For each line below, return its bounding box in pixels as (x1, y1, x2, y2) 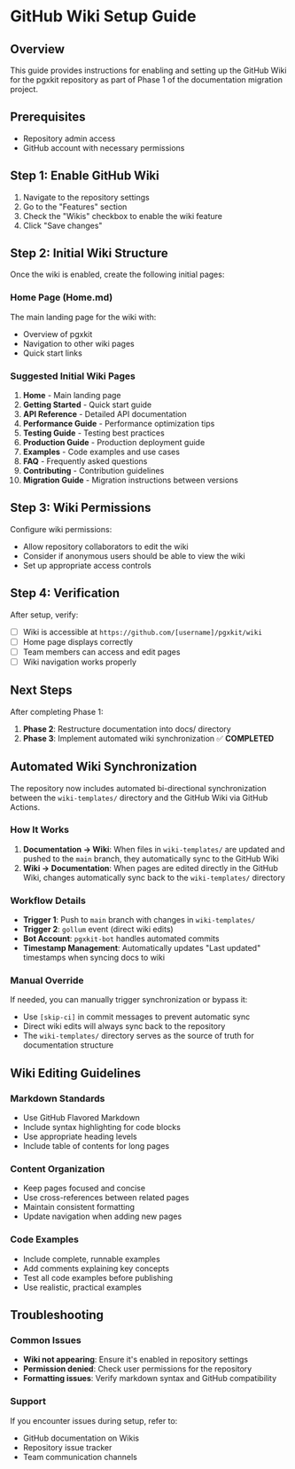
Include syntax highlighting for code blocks (22, 1122, 181, 1133)
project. (10, 84, 39, 94)
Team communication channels (22, 1451, 138, 1462)
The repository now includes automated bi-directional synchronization (10, 782, 267, 793)
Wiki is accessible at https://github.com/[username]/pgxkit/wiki (22, 626, 262, 637)
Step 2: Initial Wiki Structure (10, 246, 169, 261)
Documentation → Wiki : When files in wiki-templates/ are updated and (22, 844, 285, 854)
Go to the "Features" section (22, 201, 128, 212)
